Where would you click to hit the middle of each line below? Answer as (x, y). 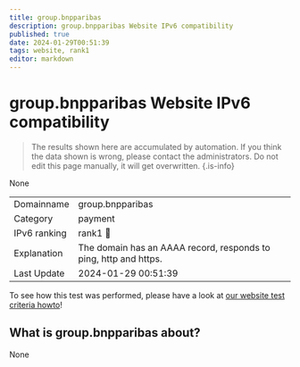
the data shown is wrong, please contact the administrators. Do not (154, 156)
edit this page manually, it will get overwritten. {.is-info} (133, 165)
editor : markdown (42, 59)
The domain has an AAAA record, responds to (174, 247)
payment (96, 218)
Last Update (39, 273)
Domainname (42, 204)
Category (33, 218)
